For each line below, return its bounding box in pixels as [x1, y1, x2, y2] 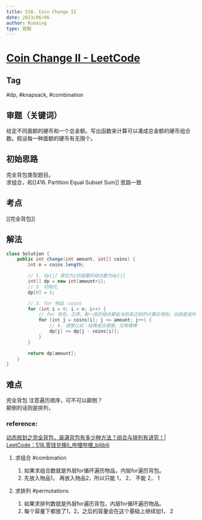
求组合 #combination [14, 454, 67, 462]
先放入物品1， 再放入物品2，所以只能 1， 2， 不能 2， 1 [23, 474, 160, 482]
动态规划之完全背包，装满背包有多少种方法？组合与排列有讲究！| [6, 434, 167, 441]
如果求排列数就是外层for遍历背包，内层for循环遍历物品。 [23, 500, 165, 507]
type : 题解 [6, 25, 32, 32]
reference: [6, 419, 38, 427]
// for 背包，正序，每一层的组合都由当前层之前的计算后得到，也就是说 [38, 311, 192, 317]
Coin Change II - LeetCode [6, 52, 141, 65]
